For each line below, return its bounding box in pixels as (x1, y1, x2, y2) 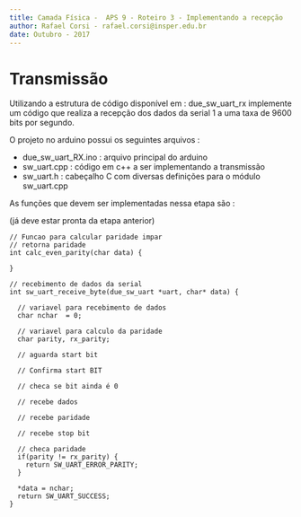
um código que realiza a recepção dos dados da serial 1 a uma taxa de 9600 (9, 108, 292, 118)
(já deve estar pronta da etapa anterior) (9, 215, 155, 226)
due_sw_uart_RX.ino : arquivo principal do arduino (22, 152, 208, 162)
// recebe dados (17, 398, 78, 407)
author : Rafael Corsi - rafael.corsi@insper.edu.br (9, 22, 207, 31)
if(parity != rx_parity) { (17, 452, 119, 462)
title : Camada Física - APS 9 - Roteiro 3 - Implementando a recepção (9, 13, 283, 22)
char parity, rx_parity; (17, 335, 111, 344)
